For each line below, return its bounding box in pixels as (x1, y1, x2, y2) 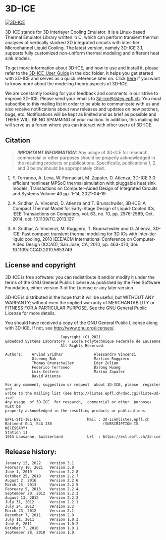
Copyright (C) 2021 (60, 334, 101, 339)
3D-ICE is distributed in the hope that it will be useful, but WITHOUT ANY (5, 294, 155, 300)
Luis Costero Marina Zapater (31, 369, 125, 374)
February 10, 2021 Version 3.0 (5, 465, 74, 470)
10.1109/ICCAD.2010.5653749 (12, 246, 73, 253)
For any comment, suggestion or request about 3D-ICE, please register (5, 382, 161, 387)
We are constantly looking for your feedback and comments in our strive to (5, 90, 159, 96)
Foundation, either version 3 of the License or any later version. (5, 284, 135, 290)
